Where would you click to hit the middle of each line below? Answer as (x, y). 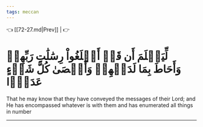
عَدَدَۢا (24, 82)
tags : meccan (23, 12)
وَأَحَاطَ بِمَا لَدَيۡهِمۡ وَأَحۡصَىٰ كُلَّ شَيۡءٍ (94, 69)
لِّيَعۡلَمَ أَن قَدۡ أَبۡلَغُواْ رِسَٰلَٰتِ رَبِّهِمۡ (87, 56)
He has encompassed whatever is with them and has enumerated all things (100, 105)
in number (19, 111)
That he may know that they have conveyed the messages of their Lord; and (101, 99)
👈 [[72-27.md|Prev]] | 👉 (38, 29)
